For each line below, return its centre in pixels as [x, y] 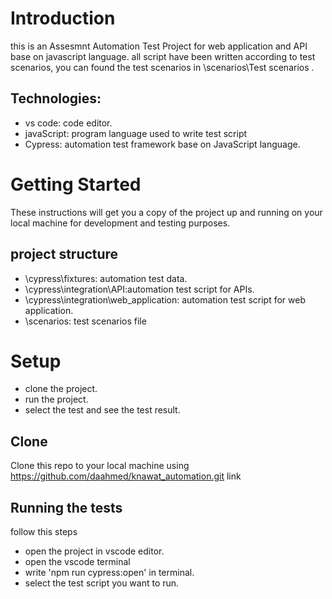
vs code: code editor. [68, 123]
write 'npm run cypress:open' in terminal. [109, 573]
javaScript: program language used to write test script [136, 133]
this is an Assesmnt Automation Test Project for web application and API [159, 46]
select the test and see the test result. [102, 410]
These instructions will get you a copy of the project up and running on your [166, 212]
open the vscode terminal [77, 562]
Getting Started [76, 184]
